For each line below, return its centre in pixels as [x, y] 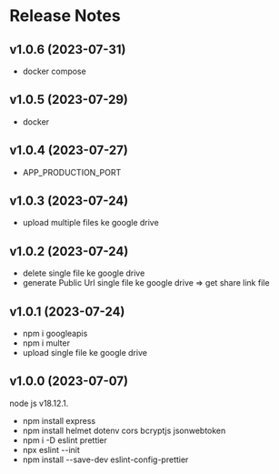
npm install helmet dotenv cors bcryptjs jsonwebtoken [124, 430]
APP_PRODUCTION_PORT [72, 172]
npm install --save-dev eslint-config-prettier [105, 459]
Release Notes [65, 16]
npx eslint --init [51, 449]
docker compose [54, 71]
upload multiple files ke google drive [90, 223]
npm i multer [46, 343]
